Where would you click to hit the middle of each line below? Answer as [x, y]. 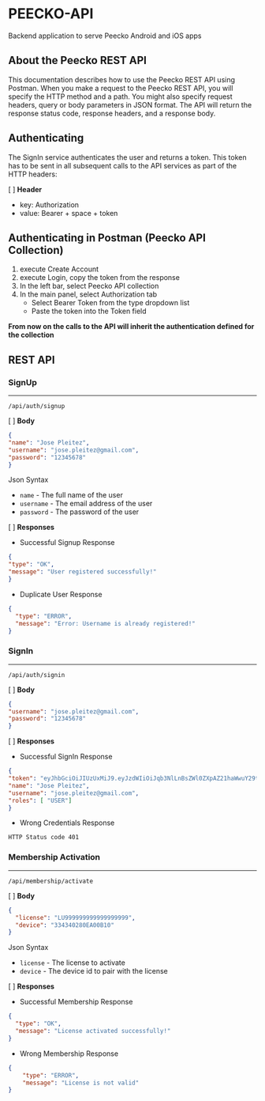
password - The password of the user [79, 512]
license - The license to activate [73, 963]
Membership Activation [54, 857]
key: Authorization [49, 204]
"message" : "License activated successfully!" [93, 1031]
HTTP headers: [33, 174]
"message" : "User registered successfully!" [82, 572]
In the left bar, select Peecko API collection [89, 286]
